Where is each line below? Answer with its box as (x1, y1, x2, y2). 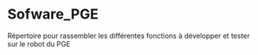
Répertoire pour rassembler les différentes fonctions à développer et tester (7, 31, 250, 40)
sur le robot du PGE (7, 39, 71, 48)
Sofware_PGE (7, 5, 99, 23)
